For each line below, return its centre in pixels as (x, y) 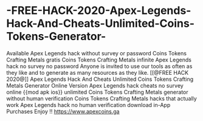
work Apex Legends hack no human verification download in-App (88, 105)
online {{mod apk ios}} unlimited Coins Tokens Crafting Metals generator (97, 92)
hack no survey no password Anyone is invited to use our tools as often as (99, 66)
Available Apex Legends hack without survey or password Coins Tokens (97, 53)
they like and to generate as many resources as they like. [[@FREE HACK (98, 72)
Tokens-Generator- (56, 36)
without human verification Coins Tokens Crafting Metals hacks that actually (102, 99)
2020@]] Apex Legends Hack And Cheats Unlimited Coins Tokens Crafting (100, 79)
